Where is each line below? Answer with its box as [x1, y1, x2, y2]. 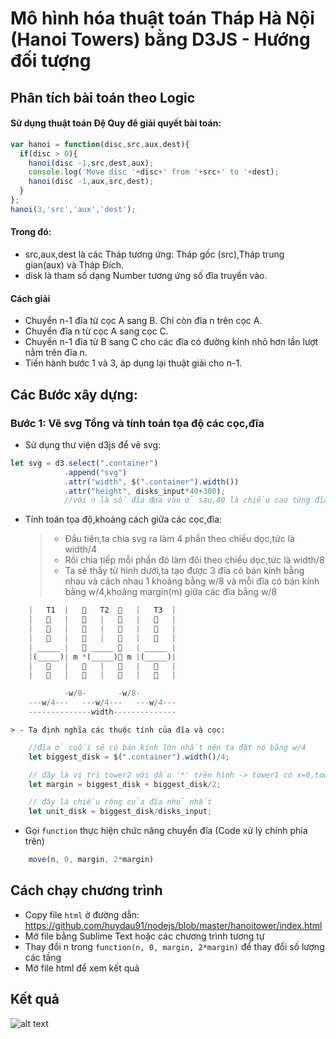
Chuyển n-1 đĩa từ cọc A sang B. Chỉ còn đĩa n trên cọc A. [24, 315, 263, 327]
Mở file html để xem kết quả [24, 962, 140, 974]
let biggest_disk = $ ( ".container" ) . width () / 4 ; [28, 752, 230, 762]
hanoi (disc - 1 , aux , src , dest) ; [28, 177, 155, 187]
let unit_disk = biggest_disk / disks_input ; [28, 807, 213, 817]
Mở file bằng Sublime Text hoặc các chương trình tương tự [24, 930, 265, 942]
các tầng [24, 951, 62, 963]
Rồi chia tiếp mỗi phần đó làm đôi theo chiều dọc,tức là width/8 [64, 554, 325, 566]
